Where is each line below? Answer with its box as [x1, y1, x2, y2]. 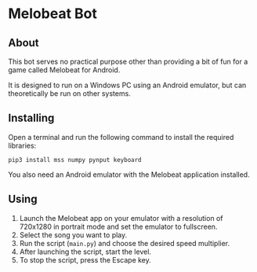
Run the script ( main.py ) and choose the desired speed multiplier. [19, 238, 230, 248]
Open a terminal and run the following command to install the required [8, 132, 234, 142]
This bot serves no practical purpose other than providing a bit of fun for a [8, 57, 248, 66]
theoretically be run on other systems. [8, 89, 131, 98]
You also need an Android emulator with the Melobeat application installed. [8, 170, 250, 179]
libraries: [8, 141, 37, 150]
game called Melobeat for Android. [8, 65, 121, 75]
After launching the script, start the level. [19, 247, 151, 256]
